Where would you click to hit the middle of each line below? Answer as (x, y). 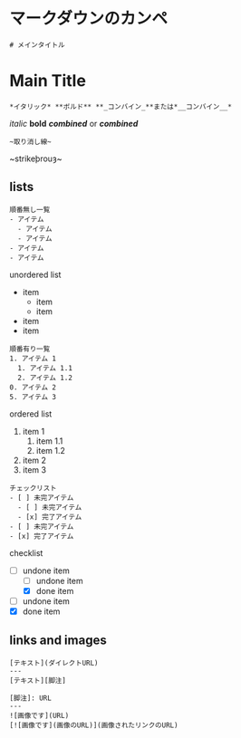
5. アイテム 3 (33, 397)
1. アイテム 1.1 (45, 368)
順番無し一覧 (30, 209)
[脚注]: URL (30, 698)
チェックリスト (33, 488)
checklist (26, 552)
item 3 (34, 470)
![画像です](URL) (39, 715)
